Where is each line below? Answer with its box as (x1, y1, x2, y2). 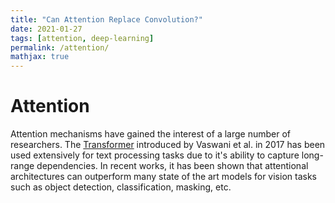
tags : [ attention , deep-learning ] (10, 33, 155, 43)
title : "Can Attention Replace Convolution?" (10, 14, 203, 25)
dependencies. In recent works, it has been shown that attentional (36, 160, 309, 172)
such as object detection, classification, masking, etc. (10, 181, 232, 193)
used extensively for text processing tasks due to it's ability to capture (10, 149, 300, 161)
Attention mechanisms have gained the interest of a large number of (10, 128, 291, 140)
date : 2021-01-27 (10, 24, 83, 34)
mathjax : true (10, 52, 70, 62)
